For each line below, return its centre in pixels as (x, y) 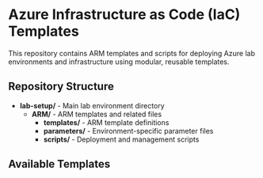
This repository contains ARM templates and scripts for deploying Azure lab (132, 53)
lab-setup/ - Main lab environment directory (92, 105)
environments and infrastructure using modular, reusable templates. (119, 62)
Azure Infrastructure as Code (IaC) (124, 15)
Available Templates (59, 164)
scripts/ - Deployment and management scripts (121, 139)
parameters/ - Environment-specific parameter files (128, 131)
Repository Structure (61, 87)
